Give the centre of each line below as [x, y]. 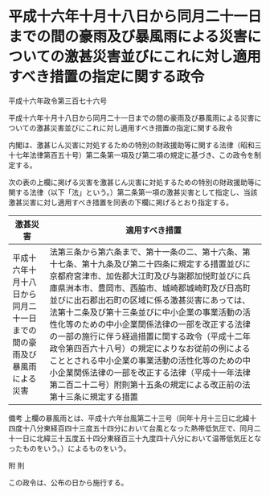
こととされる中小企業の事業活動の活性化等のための [146, 361]
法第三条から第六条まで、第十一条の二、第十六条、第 [150, 252]
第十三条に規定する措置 [94, 397]
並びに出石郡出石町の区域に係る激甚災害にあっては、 [150, 300]
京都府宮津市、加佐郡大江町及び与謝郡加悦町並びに [146, 276]
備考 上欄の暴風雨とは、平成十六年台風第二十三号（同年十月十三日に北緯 [129, 418]
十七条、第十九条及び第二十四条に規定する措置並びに [150, 264]
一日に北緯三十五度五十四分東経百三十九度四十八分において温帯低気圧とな [138, 438]
